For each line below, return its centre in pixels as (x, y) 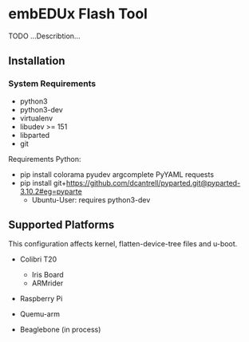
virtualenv (36, 118)
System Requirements (52, 84)
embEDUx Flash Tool (78, 14)
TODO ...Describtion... (44, 36)
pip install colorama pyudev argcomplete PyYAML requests (117, 174)
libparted (35, 135)
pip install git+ (43, 183)
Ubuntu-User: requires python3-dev (91, 199)
